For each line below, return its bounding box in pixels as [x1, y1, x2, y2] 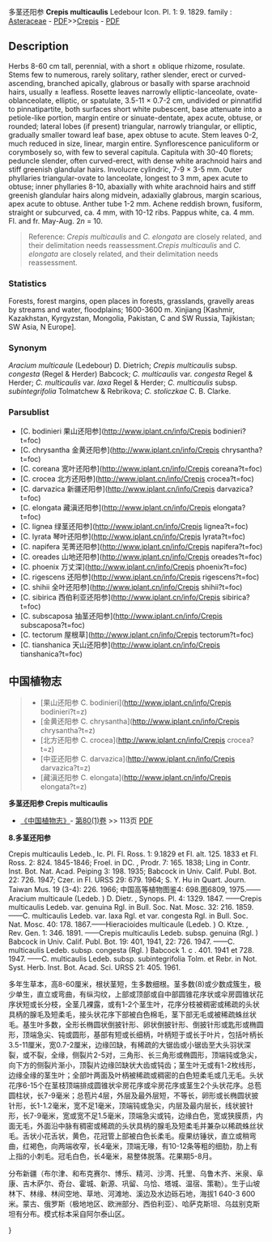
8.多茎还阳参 [8, 833, 51, 843]
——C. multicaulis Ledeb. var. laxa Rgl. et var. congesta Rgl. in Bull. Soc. [8, 911, 249, 920]
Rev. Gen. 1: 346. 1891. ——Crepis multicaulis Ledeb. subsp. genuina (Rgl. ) [8, 928, 259, 937]
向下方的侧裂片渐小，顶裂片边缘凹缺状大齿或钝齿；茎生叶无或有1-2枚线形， [8, 1060, 261, 1069]
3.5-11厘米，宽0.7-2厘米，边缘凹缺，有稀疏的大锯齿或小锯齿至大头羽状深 [8, 1039, 252, 1049]
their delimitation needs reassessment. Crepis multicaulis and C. [28, 240, 241, 250]
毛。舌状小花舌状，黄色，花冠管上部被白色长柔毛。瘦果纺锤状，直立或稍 [8, 1131, 249, 1141]
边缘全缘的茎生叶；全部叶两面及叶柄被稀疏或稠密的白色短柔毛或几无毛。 [8, 1070, 249, 1080]
